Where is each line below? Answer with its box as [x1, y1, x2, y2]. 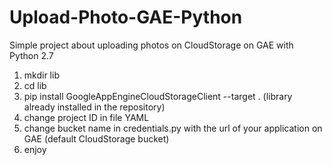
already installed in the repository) [23, 101, 166, 113]
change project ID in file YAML [23, 111, 150, 123]
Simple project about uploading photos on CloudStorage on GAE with [9, 39, 294, 51]
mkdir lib [23, 69, 60, 81]
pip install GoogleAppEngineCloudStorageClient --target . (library [23, 90, 293, 102]
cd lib [23, 79, 47, 91]
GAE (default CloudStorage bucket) [23, 132, 170, 145]
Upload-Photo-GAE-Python [9, 6, 243, 29]
